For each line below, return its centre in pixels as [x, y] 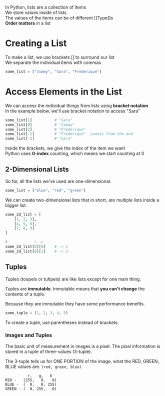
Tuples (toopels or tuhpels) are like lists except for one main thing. [73, 279]
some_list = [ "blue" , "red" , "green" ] [45, 190]
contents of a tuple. [25, 294]
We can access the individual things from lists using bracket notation [77, 105]
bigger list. [16, 205]
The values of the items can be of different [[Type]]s [59, 18]
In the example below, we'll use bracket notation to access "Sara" [73, 111]
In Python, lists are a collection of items [46, 7]
